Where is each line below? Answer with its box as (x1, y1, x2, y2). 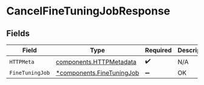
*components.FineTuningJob (55, 69, 140, 77)
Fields (6, 28, 30, 39)
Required (144, 46, 172, 54)
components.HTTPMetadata (55, 57, 137, 66)
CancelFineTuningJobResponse (6, 4, 171, 18)
